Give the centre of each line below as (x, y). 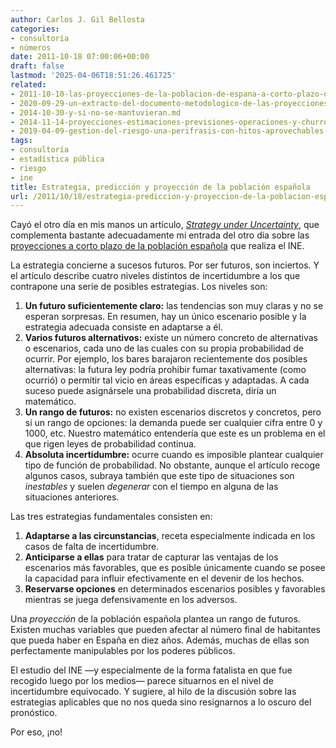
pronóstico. (34, 713)
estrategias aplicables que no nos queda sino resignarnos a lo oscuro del (161, 702)
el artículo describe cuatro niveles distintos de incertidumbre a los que (155, 276)
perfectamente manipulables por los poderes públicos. (123, 651)
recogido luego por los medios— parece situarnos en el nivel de (142, 681)
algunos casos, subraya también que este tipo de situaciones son (159, 476)
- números (31, 47)
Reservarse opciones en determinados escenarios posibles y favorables (175, 589)
